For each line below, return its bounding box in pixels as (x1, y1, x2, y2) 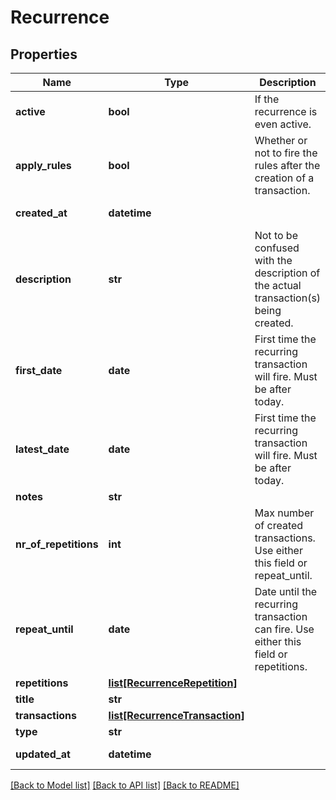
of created (254, 519, 304, 532)
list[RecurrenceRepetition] (108, 676, 238, 690)
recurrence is (254, 105, 318, 118)
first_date (15, 364, 63, 377)
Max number (254, 506, 315, 520)
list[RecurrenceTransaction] (108, 709, 245, 722)
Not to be (254, 229, 298, 242)
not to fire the (254, 146, 318, 160)
